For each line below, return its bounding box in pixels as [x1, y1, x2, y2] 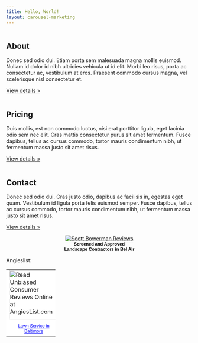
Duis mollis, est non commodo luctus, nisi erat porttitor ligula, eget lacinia [6, 125, 185, 132]
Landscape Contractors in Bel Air [64, 246, 135, 252]
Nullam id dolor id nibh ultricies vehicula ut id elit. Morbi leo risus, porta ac [6, 63, 187, 70]
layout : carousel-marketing [6, 14, 76, 20]
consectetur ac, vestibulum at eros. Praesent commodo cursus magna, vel [6, 69, 187, 77]
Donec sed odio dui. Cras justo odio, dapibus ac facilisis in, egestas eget [6, 193, 183, 200]
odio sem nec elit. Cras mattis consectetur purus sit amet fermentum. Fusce [6, 131, 191, 139]
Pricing [6, 109, 34, 119]
